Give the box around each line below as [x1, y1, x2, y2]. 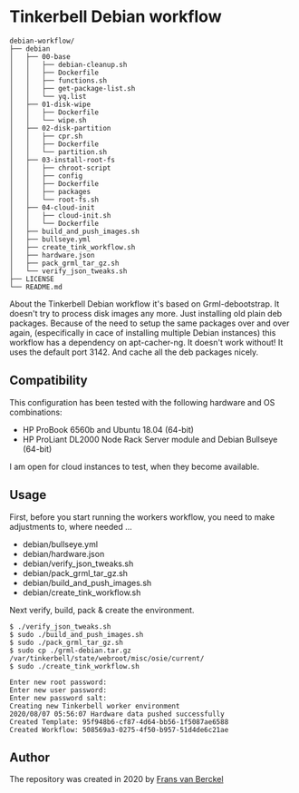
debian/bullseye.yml [22, 538, 98, 550]
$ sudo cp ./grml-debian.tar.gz [9, 646, 131, 655]
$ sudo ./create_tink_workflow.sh [9, 661, 140, 671]
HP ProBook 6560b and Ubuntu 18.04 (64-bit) [22, 424, 195, 435]
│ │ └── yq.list [9, 92, 88, 101]
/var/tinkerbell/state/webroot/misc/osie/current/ [9, 653, 205, 663]
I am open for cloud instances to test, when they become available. [9, 461, 260, 472]
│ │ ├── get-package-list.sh [9, 83, 136, 93]
